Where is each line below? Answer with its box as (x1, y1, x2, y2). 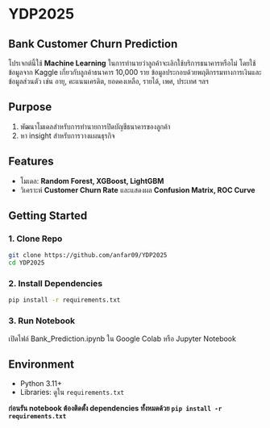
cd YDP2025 (8, 259, 45, 267)
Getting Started (8, 209, 88, 222)
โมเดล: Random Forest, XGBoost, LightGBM (19, 176, 164, 185)
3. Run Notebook (8, 315, 75, 326)
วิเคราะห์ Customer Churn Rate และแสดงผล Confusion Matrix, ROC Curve (19, 185, 255, 194)
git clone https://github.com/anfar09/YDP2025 (8, 251, 168, 260)
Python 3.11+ (19, 379, 63, 389)
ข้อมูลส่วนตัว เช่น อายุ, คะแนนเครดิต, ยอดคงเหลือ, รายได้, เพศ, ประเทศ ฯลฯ (8, 77, 210, 85)
